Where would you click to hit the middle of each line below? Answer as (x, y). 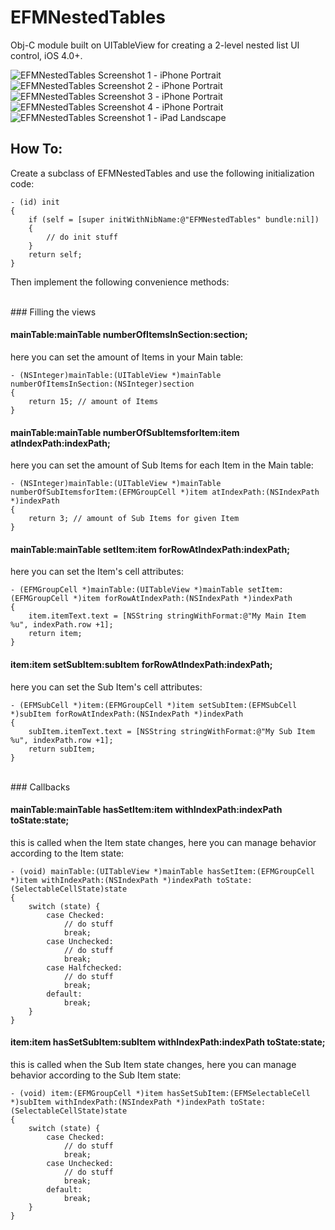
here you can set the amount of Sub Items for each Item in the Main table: (162, 465)
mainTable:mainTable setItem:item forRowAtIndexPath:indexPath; (150, 549)
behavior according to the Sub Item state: (96, 1075)
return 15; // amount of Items (93, 401)
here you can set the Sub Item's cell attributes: (106, 687)
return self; (55, 254)
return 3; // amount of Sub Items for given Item (134, 519)
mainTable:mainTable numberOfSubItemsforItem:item (125, 432)
